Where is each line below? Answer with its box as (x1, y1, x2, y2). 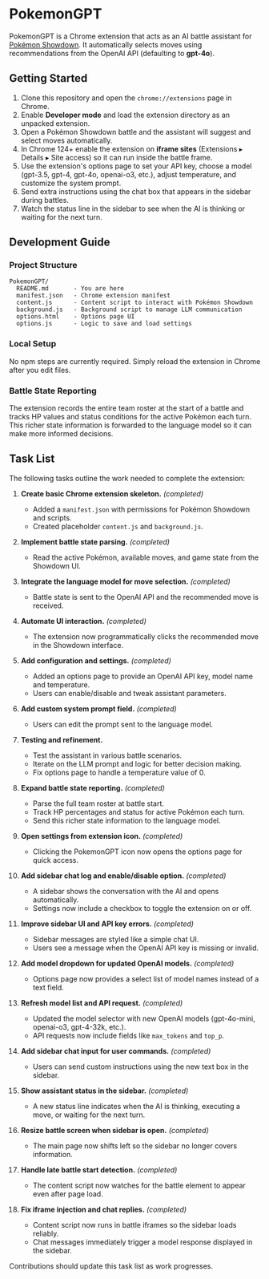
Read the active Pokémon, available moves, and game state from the (32, 552, 259, 562)
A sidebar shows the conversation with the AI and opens (32, 886, 219, 896)
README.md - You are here (16, 285, 125, 293)
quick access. (32, 855, 79, 864)
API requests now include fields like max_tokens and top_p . (32, 1030, 225, 1040)
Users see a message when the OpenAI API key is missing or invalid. (32, 943, 259, 953)
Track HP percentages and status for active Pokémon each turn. (32, 807, 245, 816)
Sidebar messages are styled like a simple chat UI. (32, 934, 199, 944)
